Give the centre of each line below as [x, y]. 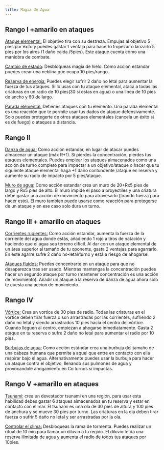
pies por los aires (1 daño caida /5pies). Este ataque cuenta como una [75, 52]
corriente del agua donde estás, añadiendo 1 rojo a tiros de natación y [75, 239]
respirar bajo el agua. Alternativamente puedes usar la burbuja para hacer [80, 358]
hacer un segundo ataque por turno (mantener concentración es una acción [82, 274]
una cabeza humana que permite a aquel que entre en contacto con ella [78, 353]
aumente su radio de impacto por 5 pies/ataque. [54, 176]
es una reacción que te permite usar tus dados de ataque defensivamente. [80, 112]
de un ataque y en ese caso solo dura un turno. [53, 206]
